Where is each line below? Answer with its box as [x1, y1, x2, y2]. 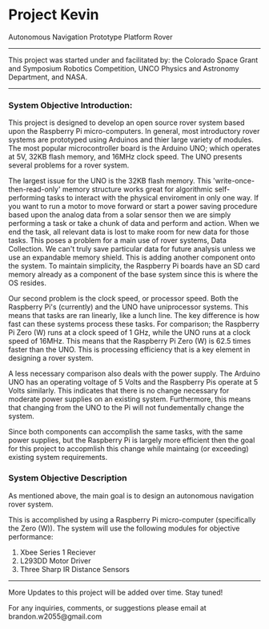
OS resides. [8, 278, 46, 288]
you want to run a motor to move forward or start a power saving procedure [8, 202, 258, 212]
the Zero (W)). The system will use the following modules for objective [8, 523, 240, 533]
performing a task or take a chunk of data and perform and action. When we [8, 219, 260, 228]
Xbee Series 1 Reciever [19, 547, 96, 557]
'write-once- [213, 176, 255, 186]
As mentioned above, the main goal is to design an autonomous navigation [8, 490, 255, 500]
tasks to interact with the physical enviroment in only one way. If [46, 193, 259, 203]
